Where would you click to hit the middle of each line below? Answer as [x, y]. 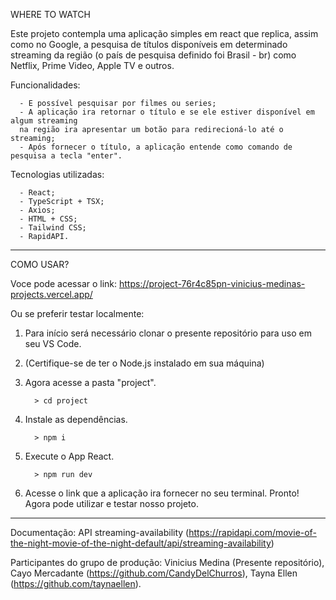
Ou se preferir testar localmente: [77, 313]
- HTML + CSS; [48, 219]
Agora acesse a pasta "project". [90, 382]
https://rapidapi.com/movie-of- [252, 532]
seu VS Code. [53, 343]
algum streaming [44, 121]
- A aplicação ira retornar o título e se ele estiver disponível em [167, 112]
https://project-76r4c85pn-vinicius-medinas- [212, 283]
